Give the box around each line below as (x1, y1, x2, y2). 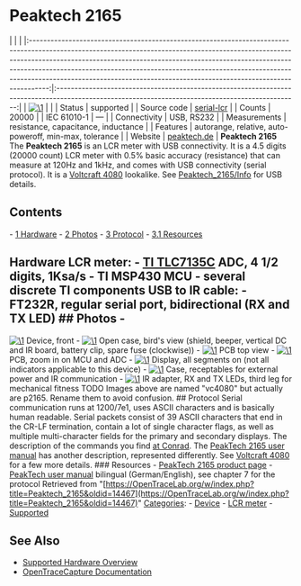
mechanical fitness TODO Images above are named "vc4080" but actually (9, 383, 283, 393)
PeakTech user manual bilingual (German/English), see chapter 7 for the (9, 469, 276, 480)
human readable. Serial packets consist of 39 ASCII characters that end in (9, 411, 283, 422)
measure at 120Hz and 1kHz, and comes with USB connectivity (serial (9, 159, 267, 170)
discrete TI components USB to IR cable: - (9, 283, 247, 298)
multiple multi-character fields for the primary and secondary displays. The (9, 430, 288, 441)
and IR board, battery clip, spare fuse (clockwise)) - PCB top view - (9, 344, 276, 356)
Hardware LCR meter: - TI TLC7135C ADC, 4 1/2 (9, 255, 279, 270)
